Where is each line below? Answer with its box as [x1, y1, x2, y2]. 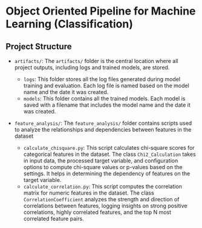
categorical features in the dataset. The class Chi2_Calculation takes [23, 150, 196, 158]
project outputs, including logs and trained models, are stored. [14, 64, 170, 71]
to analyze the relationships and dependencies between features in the [14, 126, 192, 133]
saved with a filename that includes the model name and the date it [23, 101, 191, 109]
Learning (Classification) [5, 17, 134, 31]
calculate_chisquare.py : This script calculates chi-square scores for [23, 144, 195, 151]
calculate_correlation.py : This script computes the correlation [23, 183, 183, 190]
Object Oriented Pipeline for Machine [5, 4, 196, 18]
